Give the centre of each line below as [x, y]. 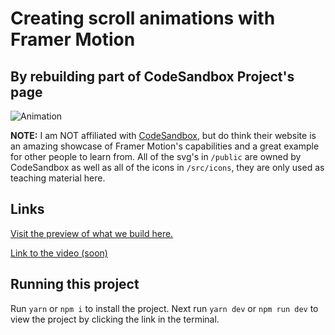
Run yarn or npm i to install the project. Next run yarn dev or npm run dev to [164, 308]
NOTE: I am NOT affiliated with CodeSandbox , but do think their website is [163, 135]
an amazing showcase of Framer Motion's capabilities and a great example [165, 146]
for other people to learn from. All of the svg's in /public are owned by [156, 156]
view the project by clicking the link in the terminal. [115, 319]
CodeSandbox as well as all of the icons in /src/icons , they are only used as [167, 167]
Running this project [75, 284]
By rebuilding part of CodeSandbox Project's [152, 76]
